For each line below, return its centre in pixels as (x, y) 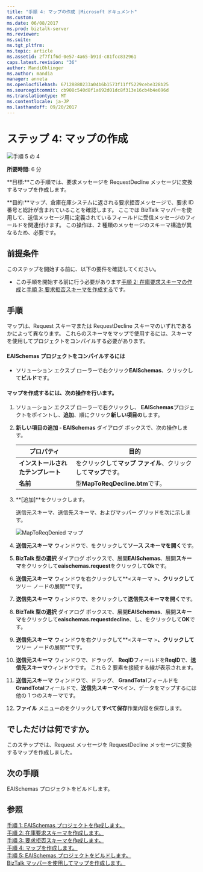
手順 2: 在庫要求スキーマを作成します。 (55, 833)
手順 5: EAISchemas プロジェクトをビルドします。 (69, 855)
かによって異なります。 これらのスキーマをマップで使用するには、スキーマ (99, 334)
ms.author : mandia (30, 74)
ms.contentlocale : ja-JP (38, 101)
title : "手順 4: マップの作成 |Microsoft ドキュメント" (72, 12)
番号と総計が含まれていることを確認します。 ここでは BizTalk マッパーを (97, 210)
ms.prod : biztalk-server (38, 29)
